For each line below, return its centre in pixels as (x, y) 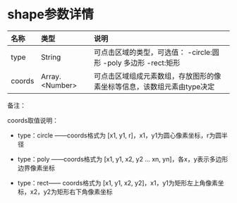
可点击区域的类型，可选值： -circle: (153, 52)
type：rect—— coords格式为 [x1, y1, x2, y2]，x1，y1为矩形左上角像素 (118, 183)
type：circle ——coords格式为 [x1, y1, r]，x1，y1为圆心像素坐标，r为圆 (120, 135)
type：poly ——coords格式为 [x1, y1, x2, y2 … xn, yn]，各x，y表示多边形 (123, 159)
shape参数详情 (50, 14)
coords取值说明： (33, 120)
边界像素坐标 (36, 168)
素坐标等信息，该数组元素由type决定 (154, 87)
